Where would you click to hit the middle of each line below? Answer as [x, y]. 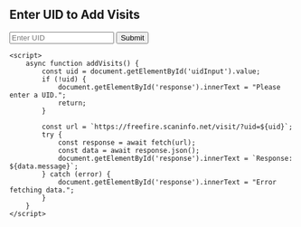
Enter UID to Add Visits [75, 15]
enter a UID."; [38, 95]
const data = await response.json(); [129, 150]
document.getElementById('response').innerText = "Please [169, 87]
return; [72, 103]
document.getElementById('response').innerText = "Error [167, 182]
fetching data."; [42, 190]
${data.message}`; [44, 166]
